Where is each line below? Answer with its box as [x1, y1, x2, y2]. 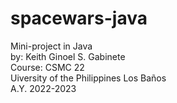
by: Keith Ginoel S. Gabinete [10, 50, 126, 62]
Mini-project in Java [10, 40, 93, 52]
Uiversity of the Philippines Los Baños [10, 72, 167, 84]
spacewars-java [10, 7, 148, 30]
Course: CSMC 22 [10, 61, 85, 73]
